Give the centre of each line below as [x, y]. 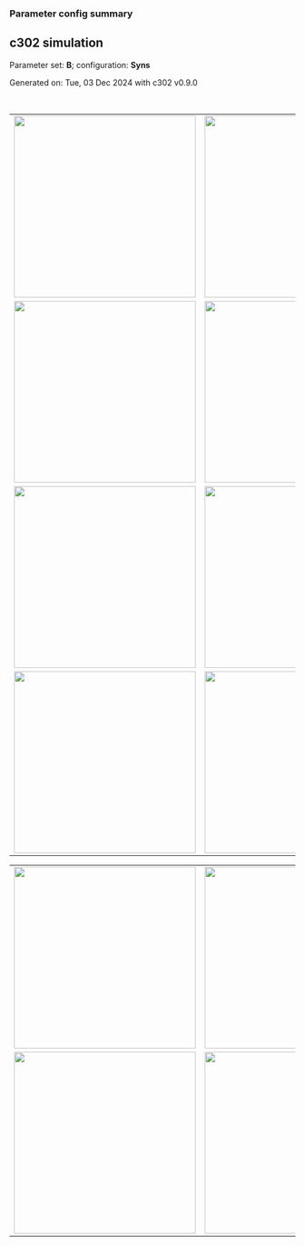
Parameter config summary [71, 14]
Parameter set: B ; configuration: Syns [80, 65]
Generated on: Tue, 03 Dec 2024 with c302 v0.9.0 [103, 82]
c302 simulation [57, 43]
